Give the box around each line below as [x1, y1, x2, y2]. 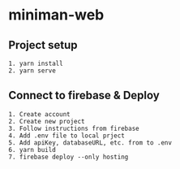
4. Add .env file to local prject [8, 132, 126, 140]
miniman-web [8, 6, 105, 24]
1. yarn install [8, 59, 63, 67]
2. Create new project [8, 117, 85, 125]
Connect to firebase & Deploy [8, 89, 160, 102]
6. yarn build [8, 145, 57, 154]
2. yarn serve [8, 67, 57, 75]
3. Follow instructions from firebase [8, 124, 139, 132]
